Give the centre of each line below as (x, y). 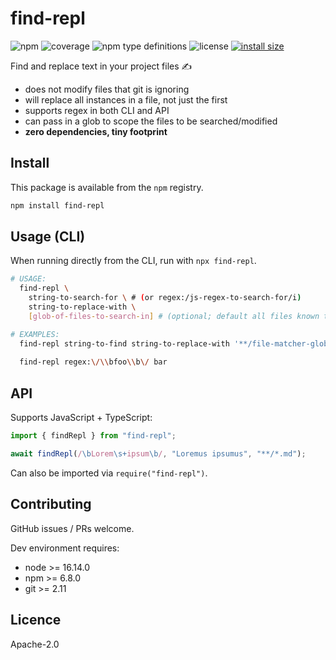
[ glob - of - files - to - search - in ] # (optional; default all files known (174, 316)
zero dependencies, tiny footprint (96, 131)
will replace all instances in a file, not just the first (126, 99)
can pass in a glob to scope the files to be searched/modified (151, 121)
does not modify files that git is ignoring (107, 89)
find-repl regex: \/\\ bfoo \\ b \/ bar (93, 362)
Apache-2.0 (35, 644)
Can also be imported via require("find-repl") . (109, 473)
